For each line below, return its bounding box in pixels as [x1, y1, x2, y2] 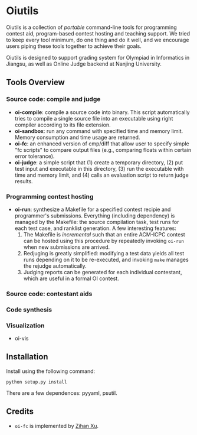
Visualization [6, 321, 45, 329]
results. [14, 177, 34, 184]
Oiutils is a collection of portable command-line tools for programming [6, 24, 177, 31]
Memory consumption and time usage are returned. [14, 134, 140, 141]
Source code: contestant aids [6, 290, 93, 298]
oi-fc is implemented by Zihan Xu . [14, 422, 99, 429]
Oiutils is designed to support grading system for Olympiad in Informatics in [6, 54, 190, 61]
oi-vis [14, 335, 29, 342]
